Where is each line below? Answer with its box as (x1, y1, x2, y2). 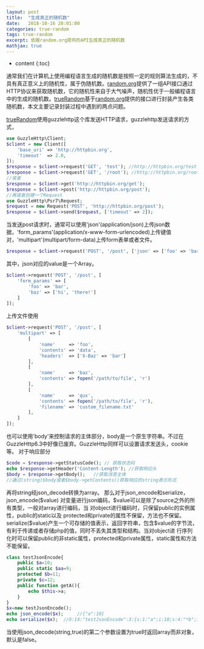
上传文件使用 (6, 312, 38, 320)
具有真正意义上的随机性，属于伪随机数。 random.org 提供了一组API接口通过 (6, 80, 193, 87)
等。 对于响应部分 (6, 448, 50, 455)
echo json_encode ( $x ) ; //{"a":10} (6, 611, 104, 617)
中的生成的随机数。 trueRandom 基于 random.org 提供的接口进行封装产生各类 (6, 95, 194, 102)
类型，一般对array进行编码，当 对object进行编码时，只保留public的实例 (11, 504, 190, 511)
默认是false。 (6, 636, 40, 643)
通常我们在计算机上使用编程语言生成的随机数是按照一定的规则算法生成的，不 (6, 72, 198, 79)
